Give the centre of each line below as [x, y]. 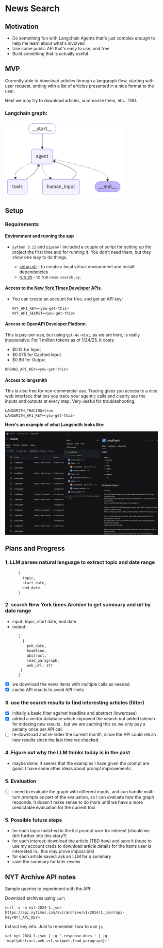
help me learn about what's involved [48, 43]
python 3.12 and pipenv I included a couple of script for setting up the [82, 247]
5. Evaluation [21, 781]
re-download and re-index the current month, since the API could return [84, 734]
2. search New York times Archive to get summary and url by [78, 605]
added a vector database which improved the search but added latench [83, 719]
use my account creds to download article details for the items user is [82, 846]
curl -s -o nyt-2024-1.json [33, 908]
